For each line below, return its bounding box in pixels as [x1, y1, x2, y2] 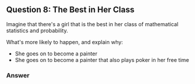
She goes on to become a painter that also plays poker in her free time [14, 56, 190, 63]
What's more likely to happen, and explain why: [6, 38, 123, 45]
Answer [6, 71, 30, 79]
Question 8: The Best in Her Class [6, 5, 135, 15]
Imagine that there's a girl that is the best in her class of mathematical [6, 20, 179, 27]
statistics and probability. [6, 27, 68, 34]
